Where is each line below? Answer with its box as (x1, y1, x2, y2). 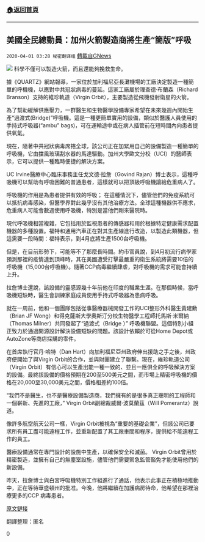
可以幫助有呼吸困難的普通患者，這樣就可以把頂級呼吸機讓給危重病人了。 (16, 179, 199, 186)
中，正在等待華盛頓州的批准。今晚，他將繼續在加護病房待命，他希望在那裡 (6, 484, 193, 492)
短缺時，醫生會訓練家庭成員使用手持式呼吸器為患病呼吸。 (16, 292, 162, 299)
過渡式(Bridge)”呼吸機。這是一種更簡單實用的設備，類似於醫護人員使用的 (14, 114, 197, 122)
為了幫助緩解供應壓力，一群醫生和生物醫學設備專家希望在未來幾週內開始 (6, 106, 188, 114)
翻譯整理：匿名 (6, 518, 44, 525)
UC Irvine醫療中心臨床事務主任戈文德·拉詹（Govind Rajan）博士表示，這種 (6, 171, 193, 178)
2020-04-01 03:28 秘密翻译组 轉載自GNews (6, 52, 112, 59)
